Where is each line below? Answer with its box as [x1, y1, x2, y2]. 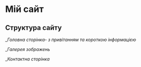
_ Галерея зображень [5, 46, 50, 52]
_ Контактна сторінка [5, 56, 50, 62]
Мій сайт [5, 3, 44, 15]
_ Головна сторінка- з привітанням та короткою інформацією [5, 36, 136, 42]
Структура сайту [5, 23, 62, 32]
